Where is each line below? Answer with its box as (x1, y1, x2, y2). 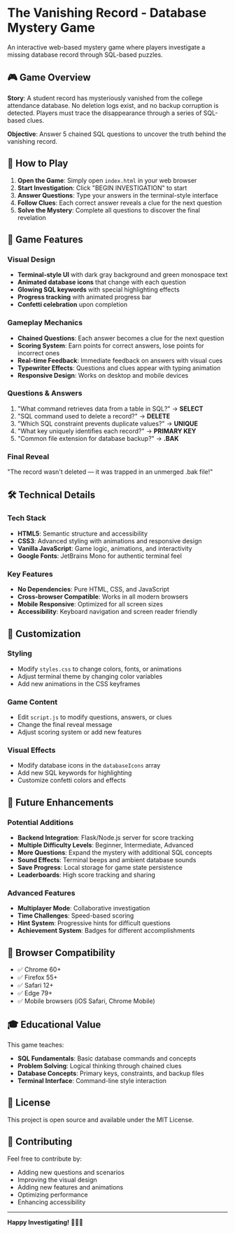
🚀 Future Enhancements (7, 796, 114, 808)
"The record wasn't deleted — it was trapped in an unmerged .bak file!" (7, 468, 213, 476)
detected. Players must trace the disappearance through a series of (7, 109, 202, 117)
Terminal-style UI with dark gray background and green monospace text (17, 271, 228, 279)
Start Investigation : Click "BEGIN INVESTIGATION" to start (17, 184, 187, 192)
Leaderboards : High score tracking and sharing (17, 871, 156, 879)
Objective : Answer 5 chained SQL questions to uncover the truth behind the (7, 130, 227, 138)
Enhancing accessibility (17, 1197, 86, 1206)
